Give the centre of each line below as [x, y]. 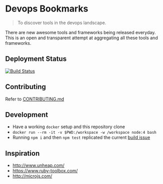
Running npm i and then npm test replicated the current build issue [81, 137]
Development [27, 114]
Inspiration [23, 153]
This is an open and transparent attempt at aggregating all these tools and [81, 38]
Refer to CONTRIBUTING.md [35, 99]
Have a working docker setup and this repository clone [69, 127]
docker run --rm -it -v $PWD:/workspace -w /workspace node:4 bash [84, 133]
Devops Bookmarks [47, 9]
